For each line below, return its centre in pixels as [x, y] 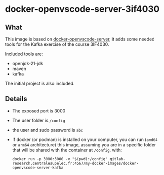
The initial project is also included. [40, 83]
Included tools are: [24, 54]
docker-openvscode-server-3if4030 [82, 9]
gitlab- [117, 159]
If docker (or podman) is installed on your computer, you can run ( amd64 [85, 140]
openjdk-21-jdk [28, 63]
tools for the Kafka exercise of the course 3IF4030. [57, 44]
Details [16, 99]
